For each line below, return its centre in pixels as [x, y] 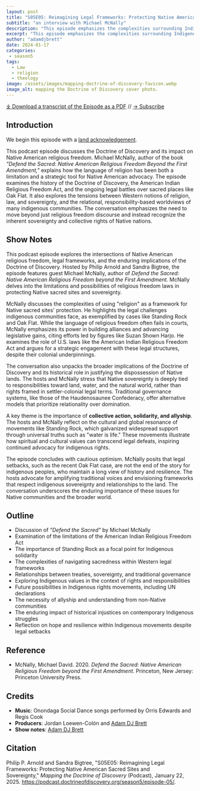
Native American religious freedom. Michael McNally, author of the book [95, 157]
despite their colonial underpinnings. [51, 354]
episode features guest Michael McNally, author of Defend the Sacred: [93, 273]
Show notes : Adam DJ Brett [49, 730]
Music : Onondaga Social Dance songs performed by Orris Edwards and [103, 710]
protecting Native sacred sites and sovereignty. [64, 292]
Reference [26, 650]
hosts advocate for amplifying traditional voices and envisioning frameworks [100, 478]
